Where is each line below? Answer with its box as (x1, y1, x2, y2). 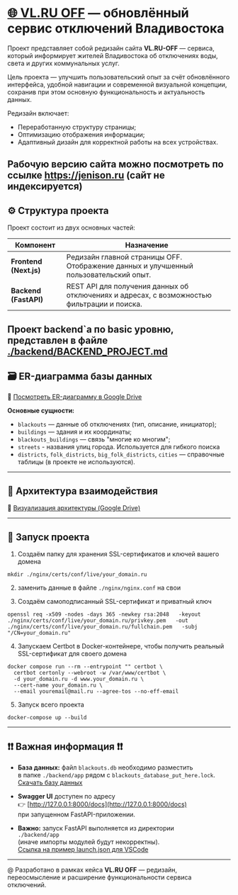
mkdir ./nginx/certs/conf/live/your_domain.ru (7, 570, 147, 578)
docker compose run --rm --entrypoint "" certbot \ (7, 663, 163, 670)
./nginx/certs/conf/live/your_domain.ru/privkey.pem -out (7, 617, 189, 624)
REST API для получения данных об (66, 281, 189, 291)
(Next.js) (11, 266, 41, 276)
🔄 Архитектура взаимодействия (7, 485, 158, 497)
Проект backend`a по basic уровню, (7, 323, 174, 335)
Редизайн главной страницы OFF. (66, 252, 183, 262)
